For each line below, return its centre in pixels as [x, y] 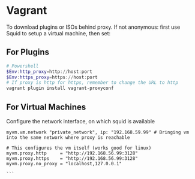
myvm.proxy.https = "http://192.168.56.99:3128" [72, 158]
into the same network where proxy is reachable [68, 137]
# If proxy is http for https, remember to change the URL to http [92, 83]
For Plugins [28, 52]
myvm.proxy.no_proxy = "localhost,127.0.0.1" [64, 163]
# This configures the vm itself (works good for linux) [79, 148]
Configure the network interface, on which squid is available [80, 121]
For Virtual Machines [46, 107]
